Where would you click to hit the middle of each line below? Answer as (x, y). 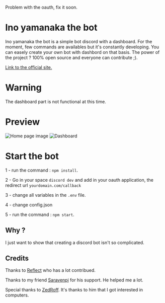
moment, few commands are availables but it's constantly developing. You (82, 47)
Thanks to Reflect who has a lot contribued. (50, 270)
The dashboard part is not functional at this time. (56, 101)
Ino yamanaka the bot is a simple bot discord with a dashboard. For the (79, 41)
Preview (23, 122)
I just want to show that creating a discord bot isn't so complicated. (75, 242)
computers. (17, 295)
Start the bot (32, 156)
